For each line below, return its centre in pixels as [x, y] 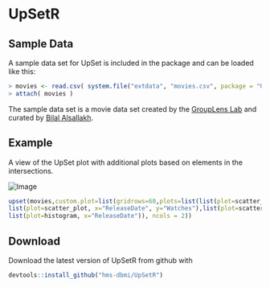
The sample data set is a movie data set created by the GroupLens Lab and [133, 109]
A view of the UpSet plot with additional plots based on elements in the [126, 162]
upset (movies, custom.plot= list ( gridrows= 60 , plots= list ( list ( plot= [122, 201]
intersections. [31, 170]
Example [31, 143]
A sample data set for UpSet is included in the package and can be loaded [131, 63]
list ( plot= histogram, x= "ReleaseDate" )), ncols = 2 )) [100, 216]
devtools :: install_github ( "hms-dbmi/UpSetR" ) [86, 275]
